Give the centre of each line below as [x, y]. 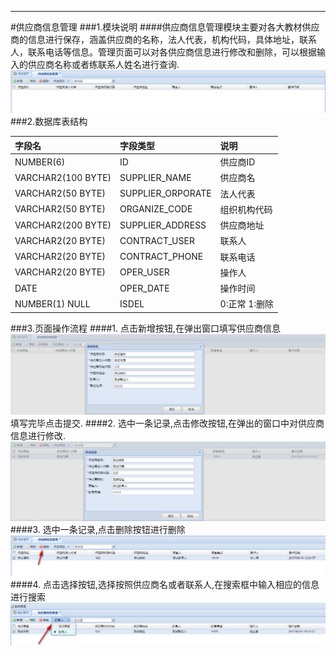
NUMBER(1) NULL [52, 303]
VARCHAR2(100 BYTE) [63, 177]
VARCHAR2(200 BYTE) [63, 225]
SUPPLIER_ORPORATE [165, 193]
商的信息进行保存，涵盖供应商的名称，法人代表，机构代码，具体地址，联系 [163, 39]
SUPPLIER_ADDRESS [163, 225]
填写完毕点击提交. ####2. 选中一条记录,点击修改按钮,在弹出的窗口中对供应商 [167, 423]
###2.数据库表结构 [49, 122]
